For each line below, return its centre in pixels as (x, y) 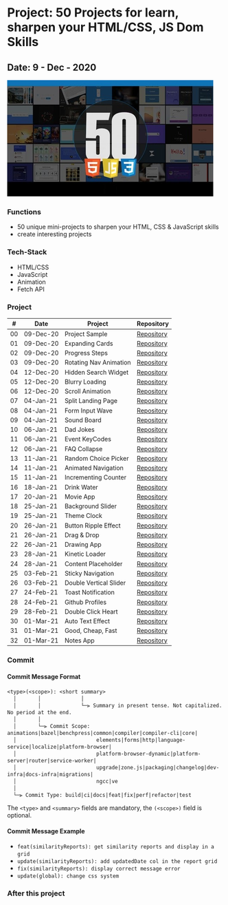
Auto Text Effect (87, 621)
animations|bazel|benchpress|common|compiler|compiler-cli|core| (102, 734)
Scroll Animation (88, 391)
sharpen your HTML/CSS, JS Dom (105, 27)
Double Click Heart (91, 612)
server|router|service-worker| (52, 761)
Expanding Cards (89, 343)
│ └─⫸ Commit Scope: (52, 727)
